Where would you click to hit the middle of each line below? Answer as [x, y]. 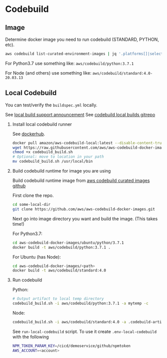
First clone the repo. [33, 195]
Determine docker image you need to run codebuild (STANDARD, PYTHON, [82, 39]
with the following [31, 337]
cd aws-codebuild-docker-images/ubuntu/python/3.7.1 [68, 243]
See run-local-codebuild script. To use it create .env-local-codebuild [84, 331]
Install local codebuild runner [42, 124]
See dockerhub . [29, 134]
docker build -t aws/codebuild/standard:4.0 [59, 270]
